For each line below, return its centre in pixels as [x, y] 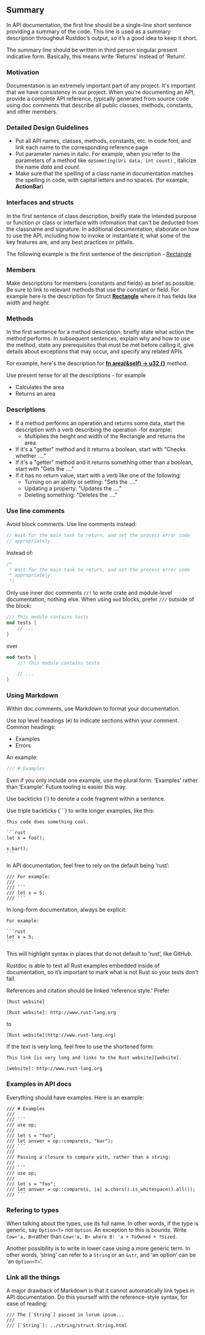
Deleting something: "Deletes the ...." [71, 495]
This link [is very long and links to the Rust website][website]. [94, 1058]
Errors [23, 746]
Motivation [23, 72]
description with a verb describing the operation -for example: [94, 430]
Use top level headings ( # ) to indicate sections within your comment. [93, 721]
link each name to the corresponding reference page [82, 147]
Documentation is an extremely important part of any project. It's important [101, 86]
